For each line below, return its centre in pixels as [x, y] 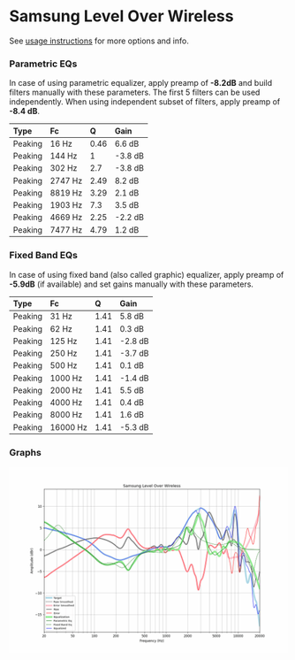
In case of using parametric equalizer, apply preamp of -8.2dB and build [141, 83]
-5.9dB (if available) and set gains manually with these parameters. [132, 284]
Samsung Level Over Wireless [121, 16]
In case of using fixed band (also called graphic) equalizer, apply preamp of [147, 274]
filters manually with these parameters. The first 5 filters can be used [135, 92]
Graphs [25, 452]
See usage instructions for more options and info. [99, 41]
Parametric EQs [43, 64]
